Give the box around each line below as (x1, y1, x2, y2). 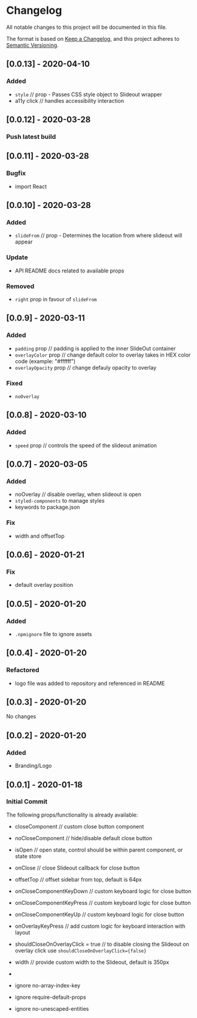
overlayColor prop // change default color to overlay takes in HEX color (14, 351, 191, 358)
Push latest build (6, 132, 56, 141)
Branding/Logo (14, 762, 52, 770)
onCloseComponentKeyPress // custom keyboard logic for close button (14, 899, 192, 906)
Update (6, 253, 28, 262)
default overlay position (14, 581, 74, 589)
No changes (6, 713, 37, 720)
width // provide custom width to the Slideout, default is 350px (14, 958, 169, 966)
